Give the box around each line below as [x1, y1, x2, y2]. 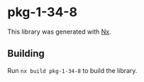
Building [7, 48, 45, 60]
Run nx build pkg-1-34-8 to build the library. [7, 66, 138, 74]
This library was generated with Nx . [7, 27, 111, 36]
